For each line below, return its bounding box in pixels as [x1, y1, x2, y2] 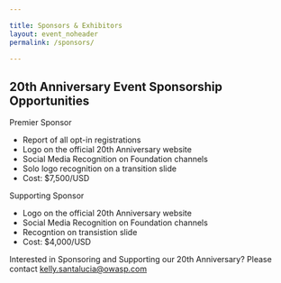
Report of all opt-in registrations [22, 134, 141, 145]
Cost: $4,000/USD [22, 236, 92, 248]
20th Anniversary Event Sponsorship [9, 78, 222, 95]
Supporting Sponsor [9, 190, 85, 201]
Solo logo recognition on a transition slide [22, 163, 177, 174]
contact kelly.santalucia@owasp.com [9, 263, 147, 275]
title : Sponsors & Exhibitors [9, 21, 123, 30]
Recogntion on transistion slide [22, 227, 138, 238]
